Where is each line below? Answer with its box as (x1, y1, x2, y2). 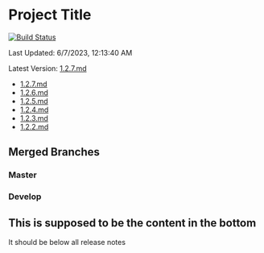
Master (8, 169, 38, 180)
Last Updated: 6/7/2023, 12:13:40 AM (8, 48, 133, 57)
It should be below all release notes (8, 237, 126, 247)
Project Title (8, 6, 92, 24)
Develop (8, 191, 42, 202)
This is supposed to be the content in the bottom (8, 216, 257, 230)
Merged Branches (8, 145, 101, 159)
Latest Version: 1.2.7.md (8, 63, 87, 73)
